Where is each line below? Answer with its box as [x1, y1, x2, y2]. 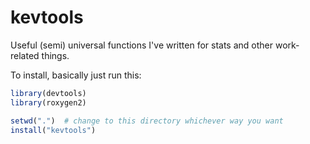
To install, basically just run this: [10, 69, 142, 81]
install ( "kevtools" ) [10, 125, 97, 135]
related [10, 49, 40, 61]
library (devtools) [10, 88, 87, 98]
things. [41, 49, 70, 61]
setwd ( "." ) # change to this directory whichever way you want [10, 116, 284, 126]
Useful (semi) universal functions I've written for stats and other [10, 39, 274, 51]
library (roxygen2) [10, 97, 87, 108]
